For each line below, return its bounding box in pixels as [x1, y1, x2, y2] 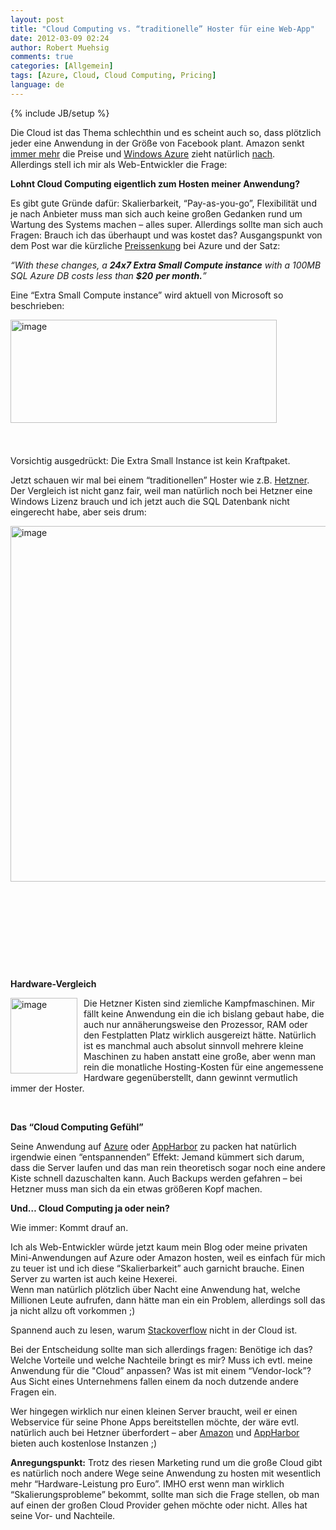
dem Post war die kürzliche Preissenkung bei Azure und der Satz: [10, 239, 281, 251]
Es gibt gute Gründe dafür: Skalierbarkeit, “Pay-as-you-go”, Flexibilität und [10, 197, 317, 209]
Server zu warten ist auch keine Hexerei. [10, 1272, 178, 1285]
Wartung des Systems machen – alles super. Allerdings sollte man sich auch [10, 218, 324, 230]
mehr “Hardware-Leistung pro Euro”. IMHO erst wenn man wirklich [10, 1477, 285, 1490]
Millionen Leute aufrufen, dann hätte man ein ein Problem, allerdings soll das [10, 1294, 326, 1306]
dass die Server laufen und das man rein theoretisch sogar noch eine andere [10, 1161, 326, 1173]
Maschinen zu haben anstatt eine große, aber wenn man [83, 1050, 317, 1062]
